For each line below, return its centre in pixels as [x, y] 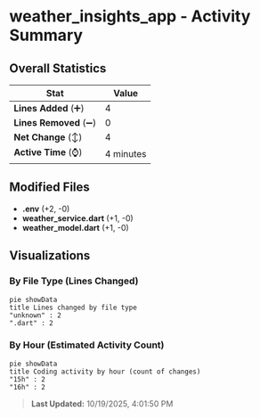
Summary [46, 35]
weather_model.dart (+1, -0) [75, 227]
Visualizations [50, 256]
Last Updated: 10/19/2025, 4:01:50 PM [102, 404]
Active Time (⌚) [48, 152]
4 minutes [126, 153]
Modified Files [50, 188]
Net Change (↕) [48, 137]
